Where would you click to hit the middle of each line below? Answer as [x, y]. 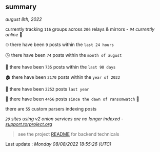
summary [21, 7]
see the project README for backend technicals [68, 134]
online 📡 [14, 34]
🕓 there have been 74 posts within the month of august [64, 55]
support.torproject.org [29, 124]
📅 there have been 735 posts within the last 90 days [61, 67]
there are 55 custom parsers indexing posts [51, 108]
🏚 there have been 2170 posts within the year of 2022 [63, 77]
